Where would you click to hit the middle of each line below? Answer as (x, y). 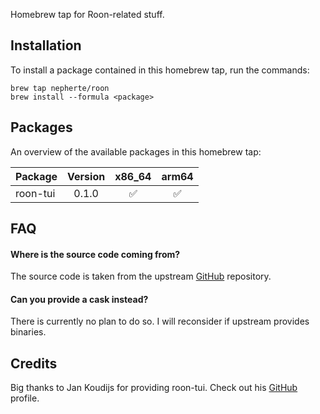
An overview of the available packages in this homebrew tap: (136, 151)
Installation (46, 45)
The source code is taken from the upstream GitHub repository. (141, 276)
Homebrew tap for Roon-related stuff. (87, 14)
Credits (34, 363)
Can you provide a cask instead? (79, 299)
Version (86, 176)
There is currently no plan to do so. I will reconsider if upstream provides (160, 321)
